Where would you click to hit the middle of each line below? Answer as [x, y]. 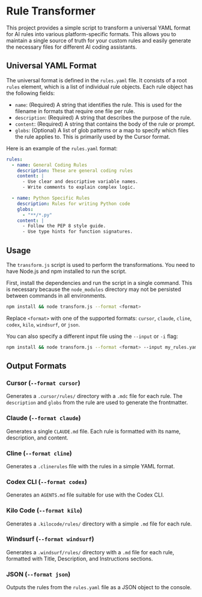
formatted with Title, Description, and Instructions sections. [80, 559]
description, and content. [37, 438]
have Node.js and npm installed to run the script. [66, 271]
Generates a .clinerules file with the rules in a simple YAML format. [91, 466]
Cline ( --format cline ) [39, 453]
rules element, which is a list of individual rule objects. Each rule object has [100, 87]
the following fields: [31, 93]
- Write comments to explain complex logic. [79, 188]
